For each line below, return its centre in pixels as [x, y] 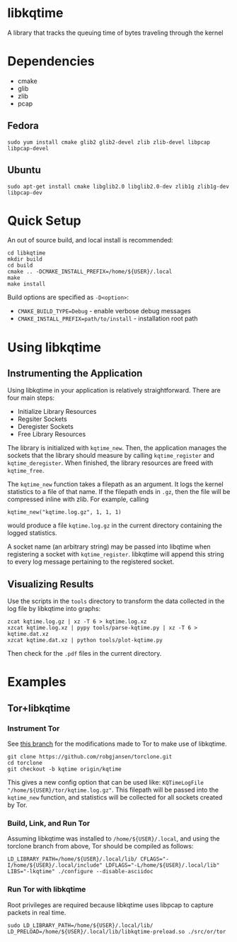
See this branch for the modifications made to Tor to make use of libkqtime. [117, 744]
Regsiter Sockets [42, 419]
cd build [20, 266]
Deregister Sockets [46, 427]
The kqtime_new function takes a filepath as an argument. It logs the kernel [116, 484]
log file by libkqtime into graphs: [54, 609]
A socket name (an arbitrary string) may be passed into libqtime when [109, 546]
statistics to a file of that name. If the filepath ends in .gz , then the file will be [119, 492]
